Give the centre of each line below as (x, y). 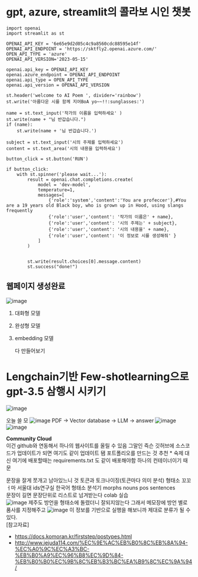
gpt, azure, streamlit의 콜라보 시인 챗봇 (98, 12)
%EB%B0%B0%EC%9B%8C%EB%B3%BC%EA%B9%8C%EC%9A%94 (103, 561)
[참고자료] (18, 524)
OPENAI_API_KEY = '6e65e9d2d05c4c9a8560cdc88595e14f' (74, 44)
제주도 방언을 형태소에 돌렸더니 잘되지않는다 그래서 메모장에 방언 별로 (108, 502)
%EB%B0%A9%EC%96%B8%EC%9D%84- (69, 555)
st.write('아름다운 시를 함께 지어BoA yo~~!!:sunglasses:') (75, 102)
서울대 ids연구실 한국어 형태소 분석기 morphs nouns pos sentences (96, 487)
